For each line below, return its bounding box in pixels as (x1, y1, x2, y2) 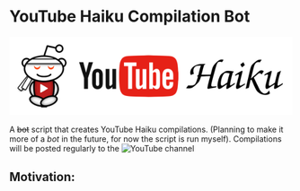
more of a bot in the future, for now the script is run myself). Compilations (9, 134, 282, 144)
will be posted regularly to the (9, 143, 119, 154)
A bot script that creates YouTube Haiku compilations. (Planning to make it (9, 124, 284, 135)
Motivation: (9, 169, 75, 185)
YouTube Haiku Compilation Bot (9, 6, 251, 27)
